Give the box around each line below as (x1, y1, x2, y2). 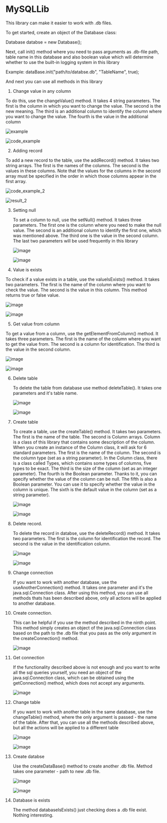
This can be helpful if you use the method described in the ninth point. (12, 619, 157, 626)
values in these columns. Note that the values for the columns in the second (5, 168, 161, 174)
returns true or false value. (5, 292, 60, 298)
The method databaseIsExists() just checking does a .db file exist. (12, 807, 148, 813)
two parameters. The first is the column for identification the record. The (12, 535, 161, 541)
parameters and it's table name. (12, 390, 78, 396)
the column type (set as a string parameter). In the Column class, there (12, 455, 158, 461)
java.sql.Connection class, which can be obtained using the (12, 675, 134, 681)
